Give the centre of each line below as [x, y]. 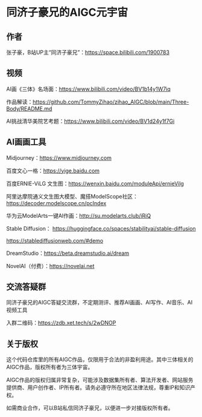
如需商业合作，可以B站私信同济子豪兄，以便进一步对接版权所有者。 [90, 408]
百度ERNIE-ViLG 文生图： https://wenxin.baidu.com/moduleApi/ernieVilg [95, 183]
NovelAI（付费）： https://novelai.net [50, 266]
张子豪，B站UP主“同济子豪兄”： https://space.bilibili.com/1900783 [88, 52]
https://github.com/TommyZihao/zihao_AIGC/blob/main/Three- [111, 102]
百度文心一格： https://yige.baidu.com [53, 171]
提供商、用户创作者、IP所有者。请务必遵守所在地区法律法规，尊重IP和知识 [98, 387]
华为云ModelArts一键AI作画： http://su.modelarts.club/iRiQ [79, 215]
